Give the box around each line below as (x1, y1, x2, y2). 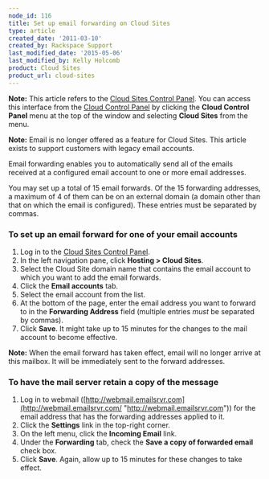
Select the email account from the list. (19, 289, 146, 299)
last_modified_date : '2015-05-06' (8, 49, 124, 57)
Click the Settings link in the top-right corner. (19, 420, 171, 430)
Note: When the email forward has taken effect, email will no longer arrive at (8, 347, 261, 358)
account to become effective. (19, 332, 118, 342)
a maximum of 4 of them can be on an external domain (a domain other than (8, 191, 261, 201)
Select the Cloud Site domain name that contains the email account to (19, 264, 251, 273)
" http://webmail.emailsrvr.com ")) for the (123, 403, 256, 413)
